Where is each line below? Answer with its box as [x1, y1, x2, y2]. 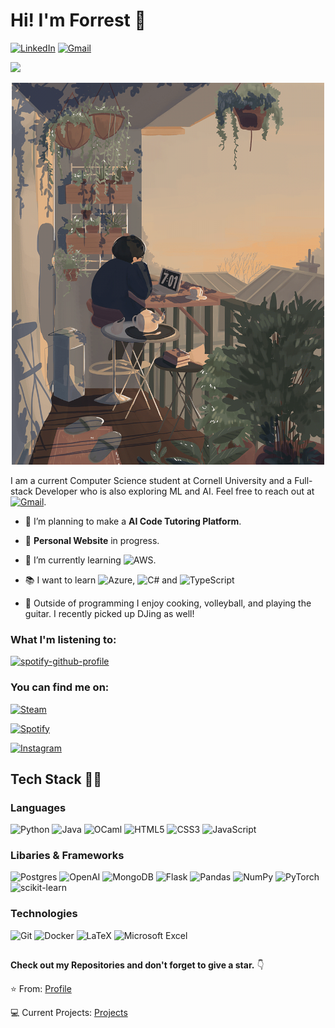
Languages [10, 800, 67, 814]
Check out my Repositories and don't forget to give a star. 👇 [10, 959, 265, 971]
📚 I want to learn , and [24, 574, 178, 586]
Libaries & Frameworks [10, 849, 125, 863]
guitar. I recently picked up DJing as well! [24, 607, 195, 619]
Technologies [10, 907, 78, 921]
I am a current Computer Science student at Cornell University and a [10, 474, 293, 486]
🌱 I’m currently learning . [24, 554, 157, 566]
